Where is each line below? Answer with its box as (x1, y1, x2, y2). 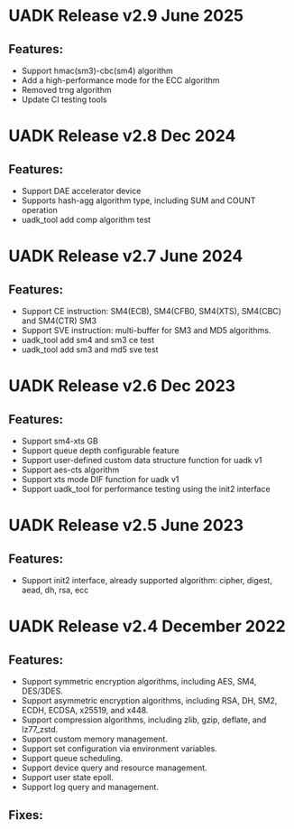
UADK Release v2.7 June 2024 (8, 246, 243, 266)
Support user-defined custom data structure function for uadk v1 (21, 455, 262, 465)
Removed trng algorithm (21, 85, 112, 95)
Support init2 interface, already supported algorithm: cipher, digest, (21, 575, 272, 585)
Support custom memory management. (21, 733, 169, 744)
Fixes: (8, 807, 44, 823)
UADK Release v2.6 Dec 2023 (8, 376, 236, 396)
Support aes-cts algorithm (21, 464, 120, 475)
